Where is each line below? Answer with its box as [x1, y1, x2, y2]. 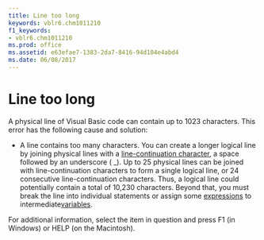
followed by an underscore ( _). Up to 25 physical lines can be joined [19, 157, 244, 167]
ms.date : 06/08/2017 [8, 56, 77, 64]
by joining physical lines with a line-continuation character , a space [19, 149, 239, 158]
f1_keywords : [8, 26, 52, 34]
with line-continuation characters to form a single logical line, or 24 [19, 165, 239, 175]
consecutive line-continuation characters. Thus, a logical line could [19, 174, 239, 184]
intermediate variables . [19, 199, 94, 209]
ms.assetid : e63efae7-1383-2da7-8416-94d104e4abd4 [8, 48, 179, 56]
